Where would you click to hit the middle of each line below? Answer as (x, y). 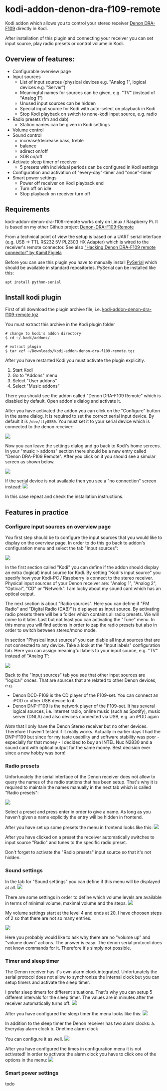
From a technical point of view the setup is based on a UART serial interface (83, 236)
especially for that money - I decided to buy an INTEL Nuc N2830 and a (79, 742)
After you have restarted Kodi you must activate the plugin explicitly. (75, 360)
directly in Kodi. (32, 28)
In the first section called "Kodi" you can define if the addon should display (82, 568)
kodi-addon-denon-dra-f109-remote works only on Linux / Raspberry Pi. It (82, 221)
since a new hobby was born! (35, 753)
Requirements (27, 210)
